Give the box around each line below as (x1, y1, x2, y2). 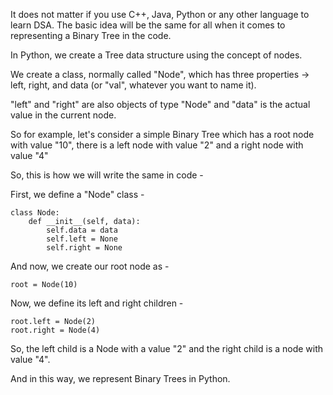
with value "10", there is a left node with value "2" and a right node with (10, 139, 304, 151)
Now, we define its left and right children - (10, 297, 184, 309)
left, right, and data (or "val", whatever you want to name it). (10, 79, 257, 91)
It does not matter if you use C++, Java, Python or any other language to (10, 9, 310, 20)
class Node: (10, 208, 60, 218)
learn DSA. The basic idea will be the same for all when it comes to (10, 19, 286, 31)
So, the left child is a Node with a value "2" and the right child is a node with (10, 343, 324, 354)
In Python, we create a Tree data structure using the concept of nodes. (10, 49, 303, 61)
